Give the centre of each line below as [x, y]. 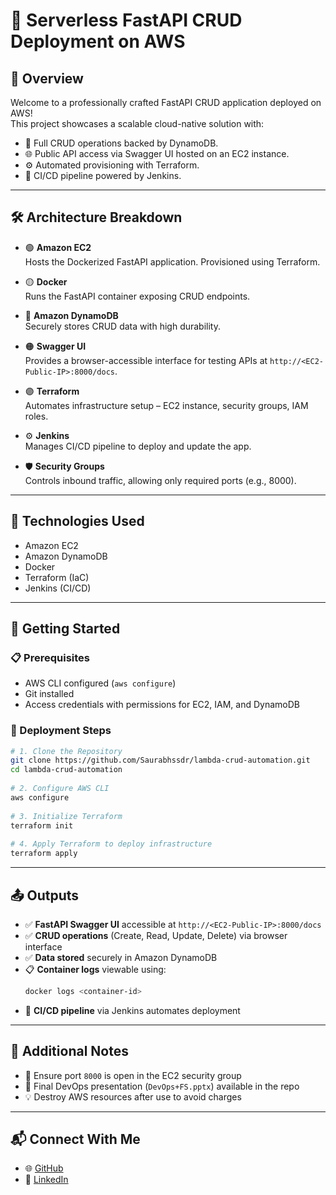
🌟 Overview [47, 78]
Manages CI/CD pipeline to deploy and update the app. [138, 446]
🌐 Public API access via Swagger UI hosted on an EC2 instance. [157, 153]
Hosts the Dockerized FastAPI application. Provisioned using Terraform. [172, 261]
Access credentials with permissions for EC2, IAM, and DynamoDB [162, 705]
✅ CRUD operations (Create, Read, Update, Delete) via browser [156, 935]
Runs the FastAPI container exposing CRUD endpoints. [137, 296]
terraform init [42, 825]
